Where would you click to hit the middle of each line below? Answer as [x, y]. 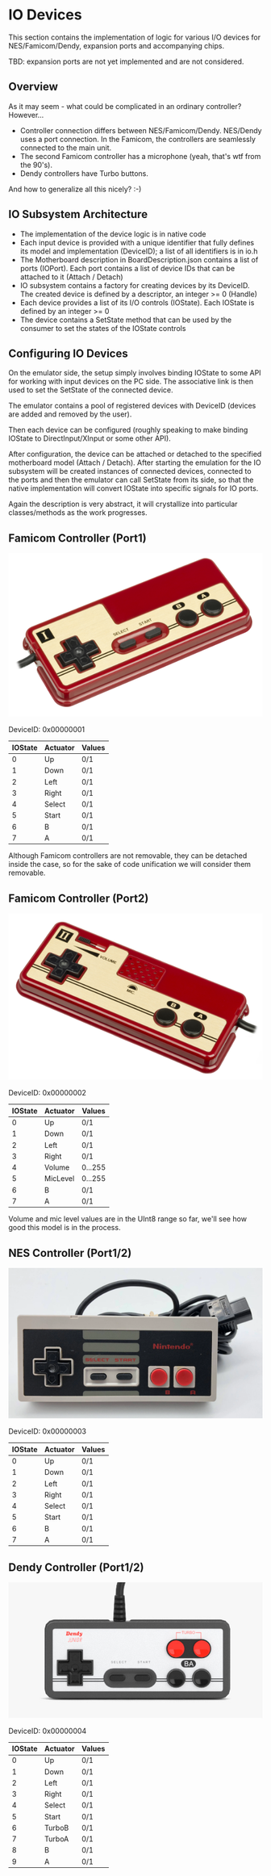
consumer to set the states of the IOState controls [103, 328]
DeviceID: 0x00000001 [47, 730]
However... [26, 115]
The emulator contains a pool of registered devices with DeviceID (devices [132, 406]
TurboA [56, 1839]
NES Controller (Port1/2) [70, 1253]
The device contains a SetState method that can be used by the [126, 320]
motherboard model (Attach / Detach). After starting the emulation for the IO [135, 463]
